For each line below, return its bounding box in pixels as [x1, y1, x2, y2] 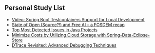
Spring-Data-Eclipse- [106, 32, 150, 38]
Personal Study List [4, 4, 65, 12]
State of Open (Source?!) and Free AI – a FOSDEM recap [11, 22, 125, 27]
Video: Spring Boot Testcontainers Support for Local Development [11, 16, 145, 22]
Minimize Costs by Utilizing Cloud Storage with [11, 32, 106, 38]
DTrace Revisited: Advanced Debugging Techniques [11, 42, 116, 48]
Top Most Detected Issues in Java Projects [11, 26, 98, 33]
